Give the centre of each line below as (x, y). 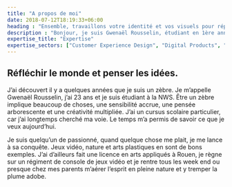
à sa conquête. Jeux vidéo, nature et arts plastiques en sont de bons (105, 147)
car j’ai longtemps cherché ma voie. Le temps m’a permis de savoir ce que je (116, 119)
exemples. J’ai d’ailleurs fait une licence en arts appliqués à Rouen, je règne (115, 154)
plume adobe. (27, 176)
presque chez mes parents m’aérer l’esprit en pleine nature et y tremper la (112, 168)
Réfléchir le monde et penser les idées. (93, 73)
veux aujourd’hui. (32, 126)
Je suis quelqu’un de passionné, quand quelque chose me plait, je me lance (115, 140)
